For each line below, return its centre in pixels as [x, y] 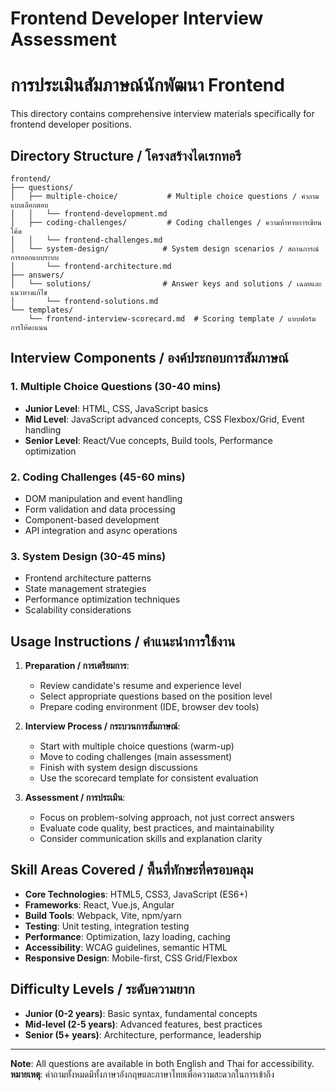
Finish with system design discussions [118, 768]
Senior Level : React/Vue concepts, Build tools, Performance [148, 440]
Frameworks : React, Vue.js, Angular [99, 904]
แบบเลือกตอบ [29, 205]
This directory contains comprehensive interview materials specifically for [162, 114]
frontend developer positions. [71, 124]
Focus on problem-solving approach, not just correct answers [167, 818]
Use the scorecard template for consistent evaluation [149, 778]
